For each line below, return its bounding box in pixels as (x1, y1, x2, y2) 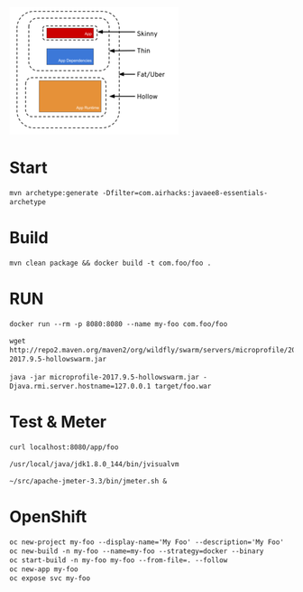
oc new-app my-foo (9, 564, 78, 574)
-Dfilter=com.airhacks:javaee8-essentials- (102, 188, 269, 197)
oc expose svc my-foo (9, 573, 91, 583)
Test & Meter (9, 412, 107, 432)
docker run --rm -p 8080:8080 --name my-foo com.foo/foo (9, 319, 228, 328)
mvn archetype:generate (9, 188, 99, 197)
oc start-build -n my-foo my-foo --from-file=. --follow (9, 555, 228, 565)
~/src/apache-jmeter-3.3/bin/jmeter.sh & (9, 476, 168, 485)
